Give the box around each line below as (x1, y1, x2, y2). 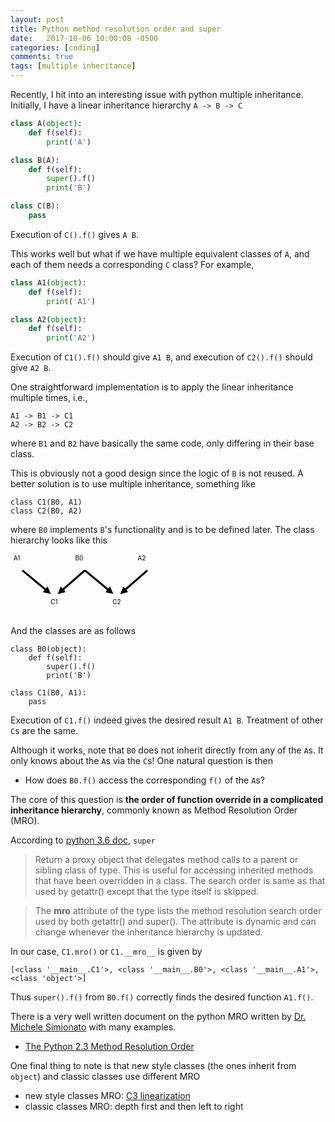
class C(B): (10, 201, 60, 211)
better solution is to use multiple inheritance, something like (10, 478, 256, 490)
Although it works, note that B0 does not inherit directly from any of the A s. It (10, 744, 324, 756)
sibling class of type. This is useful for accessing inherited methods (34, 864, 314, 876)
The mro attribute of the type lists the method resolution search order (34, 905, 322, 917)
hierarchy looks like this (10, 534, 108, 546)
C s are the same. (10, 725, 79, 737)
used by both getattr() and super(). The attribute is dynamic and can (34, 916, 317, 928)
